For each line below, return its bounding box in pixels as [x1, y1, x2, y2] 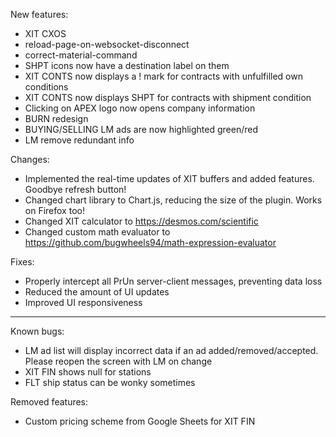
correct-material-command [24, 49, 138, 61]
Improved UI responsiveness [24, 297, 143, 308]
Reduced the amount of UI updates [24, 286, 170, 298]
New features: [10, 9, 69, 20]
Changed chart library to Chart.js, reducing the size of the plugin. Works [24, 194, 323, 206]
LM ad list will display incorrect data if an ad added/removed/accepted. [24, 345, 319, 356]
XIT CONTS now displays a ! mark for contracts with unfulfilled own [24, 70, 303, 82]
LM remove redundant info [24, 134, 135, 146]
